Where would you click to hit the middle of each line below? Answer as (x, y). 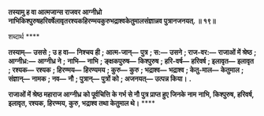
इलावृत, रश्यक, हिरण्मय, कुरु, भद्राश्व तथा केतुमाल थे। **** (82, 103)
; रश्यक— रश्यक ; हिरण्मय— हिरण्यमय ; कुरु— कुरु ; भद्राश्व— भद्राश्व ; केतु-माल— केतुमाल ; (126, 70)
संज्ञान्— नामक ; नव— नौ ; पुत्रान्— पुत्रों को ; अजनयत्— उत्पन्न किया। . (100, 79)
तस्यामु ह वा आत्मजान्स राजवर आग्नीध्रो (55, 12)
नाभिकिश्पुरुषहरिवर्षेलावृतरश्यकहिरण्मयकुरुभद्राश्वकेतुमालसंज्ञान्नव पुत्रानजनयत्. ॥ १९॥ (112, 21)
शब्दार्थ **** (24, 36)
